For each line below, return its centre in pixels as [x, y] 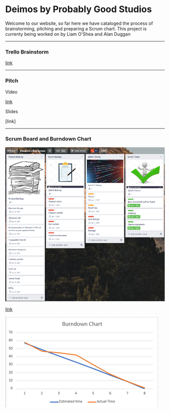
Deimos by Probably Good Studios [79, 9]
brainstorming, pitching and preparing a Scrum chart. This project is [76, 28]
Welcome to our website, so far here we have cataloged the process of [79, 23]
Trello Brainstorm [27, 52]
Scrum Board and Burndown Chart [48, 139]
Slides [12, 111]
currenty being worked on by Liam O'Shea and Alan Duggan [68, 34]
